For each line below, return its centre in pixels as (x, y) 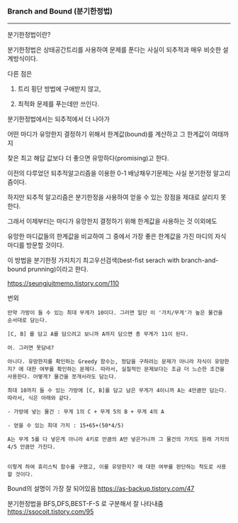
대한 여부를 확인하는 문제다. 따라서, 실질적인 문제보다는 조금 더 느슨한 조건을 (126, 370)
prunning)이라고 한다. (58, 269)
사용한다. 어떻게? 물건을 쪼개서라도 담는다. (62, 377)
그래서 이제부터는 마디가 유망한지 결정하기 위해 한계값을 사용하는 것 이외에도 (112, 221)
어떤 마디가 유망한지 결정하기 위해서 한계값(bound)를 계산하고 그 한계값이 (109, 134)
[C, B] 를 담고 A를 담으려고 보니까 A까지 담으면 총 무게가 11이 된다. (98, 334)
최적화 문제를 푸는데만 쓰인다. (58, 104)
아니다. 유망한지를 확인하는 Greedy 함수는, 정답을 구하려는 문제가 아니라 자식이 (109, 362)
